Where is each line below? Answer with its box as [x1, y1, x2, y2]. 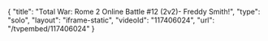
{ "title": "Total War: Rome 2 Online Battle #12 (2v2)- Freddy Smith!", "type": [7, 7, 261, 16]
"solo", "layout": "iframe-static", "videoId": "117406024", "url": [7, 15, 215, 25]
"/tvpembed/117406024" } [7, 24, 95, 33]
